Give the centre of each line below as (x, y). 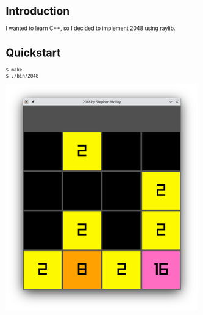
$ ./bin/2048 (22, 76)
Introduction (38, 11)
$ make (14, 70)
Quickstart (34, 53)
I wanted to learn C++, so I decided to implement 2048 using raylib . (91, 28)
